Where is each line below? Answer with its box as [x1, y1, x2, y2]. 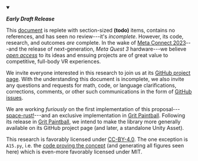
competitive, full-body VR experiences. [6, 58, 101, 65]
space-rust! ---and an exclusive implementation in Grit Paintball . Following [6, 112, 186, 119]
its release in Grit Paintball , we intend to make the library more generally [6, 118, 181, 125]
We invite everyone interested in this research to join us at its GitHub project [6, 69, 191, 76]
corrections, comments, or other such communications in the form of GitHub [6, 88, 192, 95]
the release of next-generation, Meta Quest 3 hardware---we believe [19, 45, 187, 52]
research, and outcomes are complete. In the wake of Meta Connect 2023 [6, 39, 186, 46]
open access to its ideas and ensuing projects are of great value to [6, 52, 169, 59]
